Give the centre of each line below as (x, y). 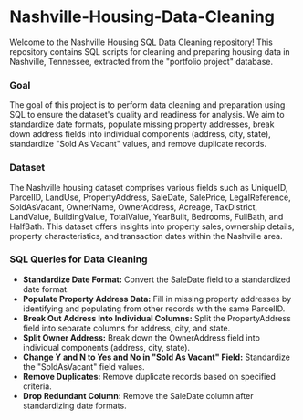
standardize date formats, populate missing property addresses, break (142, 124)
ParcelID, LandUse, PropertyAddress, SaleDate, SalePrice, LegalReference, (150, 197)
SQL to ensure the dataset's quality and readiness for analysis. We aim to (147, 115)
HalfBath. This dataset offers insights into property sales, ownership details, (152, 226)
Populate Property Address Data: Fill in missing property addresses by (157, 299)
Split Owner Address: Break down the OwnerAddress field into (141, 337)
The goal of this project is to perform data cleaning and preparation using (147, 105)
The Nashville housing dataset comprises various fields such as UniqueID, (149, 187)
